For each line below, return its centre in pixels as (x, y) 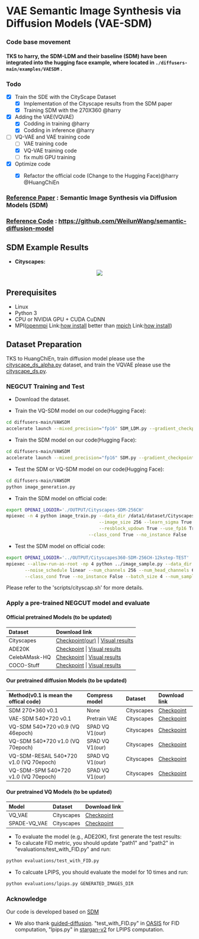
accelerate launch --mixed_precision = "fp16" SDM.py (71, 458)
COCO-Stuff (24, 665)
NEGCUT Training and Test (45, 386)
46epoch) (21, 733)
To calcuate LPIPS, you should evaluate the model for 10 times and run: (101, 872)
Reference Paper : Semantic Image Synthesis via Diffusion (92, 198)
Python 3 (26, 313)
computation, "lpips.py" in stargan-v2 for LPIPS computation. (89, 930)
